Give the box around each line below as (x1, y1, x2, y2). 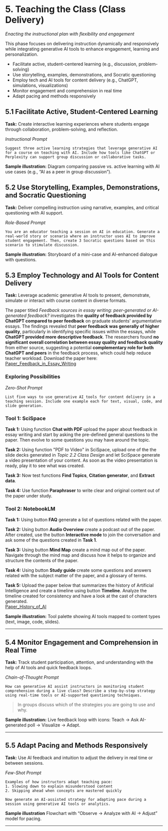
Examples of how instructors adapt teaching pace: (5, 779, 113, 784)
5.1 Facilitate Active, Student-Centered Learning (5, 108, 158, 116)
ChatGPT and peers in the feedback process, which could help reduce (5, 350, 151, 356)
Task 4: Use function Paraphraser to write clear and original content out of (5, 487, 160, 493)
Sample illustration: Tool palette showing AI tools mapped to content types (5, 613, 160, 619)
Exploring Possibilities (5, 373, 60, 380)
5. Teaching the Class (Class (5, 4, 126, 15)
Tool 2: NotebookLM (5, 505, 56, 512)
